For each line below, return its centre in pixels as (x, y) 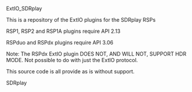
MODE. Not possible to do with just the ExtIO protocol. (72, 60)
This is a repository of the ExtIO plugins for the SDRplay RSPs (81, 20)
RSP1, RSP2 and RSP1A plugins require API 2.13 (64, 31)
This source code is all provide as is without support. (70, 71)
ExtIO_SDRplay (24, 8)
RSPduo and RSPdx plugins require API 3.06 (60, 42)
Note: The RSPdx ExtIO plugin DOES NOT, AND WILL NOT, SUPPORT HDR (96, 54)
